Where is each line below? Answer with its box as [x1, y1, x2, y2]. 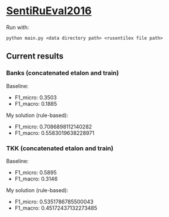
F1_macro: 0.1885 [14, 100, 58, 107]
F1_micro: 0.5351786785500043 [14, 198, 94, 205]
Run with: [6, 24, 30, 31]
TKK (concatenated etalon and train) [6, 144, 114, 152]
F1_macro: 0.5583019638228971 [14, 129, 95, 137]
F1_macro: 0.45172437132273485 [14, 204, 98, 211]
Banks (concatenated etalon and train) [6, 69, 119, 77]
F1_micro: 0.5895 [14, 169, 57, 176]
